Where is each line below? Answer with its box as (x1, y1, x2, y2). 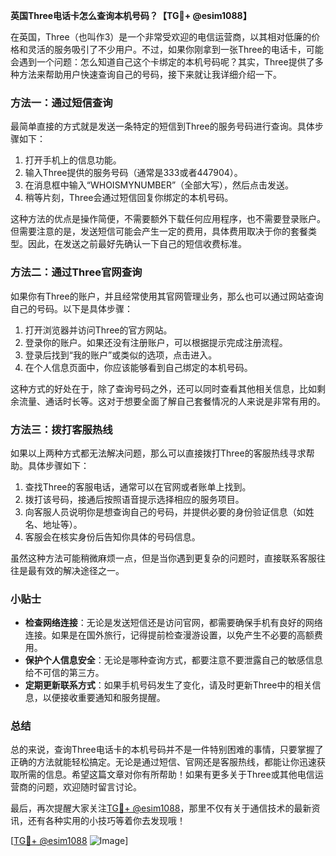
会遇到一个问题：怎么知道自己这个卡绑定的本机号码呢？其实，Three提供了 (10, 56, 315, 68)
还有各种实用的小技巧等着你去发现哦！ (27, 815, 186, 827)
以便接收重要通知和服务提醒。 (42, 692, 166, 704)
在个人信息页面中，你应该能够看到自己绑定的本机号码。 (24, 361, 253, 373)
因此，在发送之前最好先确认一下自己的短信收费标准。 (27, 238, 247, 250)
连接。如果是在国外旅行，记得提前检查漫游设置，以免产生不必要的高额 (24, 629, 315, 641)
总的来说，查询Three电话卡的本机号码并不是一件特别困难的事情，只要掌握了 (10, 744, 324, 756)
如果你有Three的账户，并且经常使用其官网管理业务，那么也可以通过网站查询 (10, 290, 324, 302)
